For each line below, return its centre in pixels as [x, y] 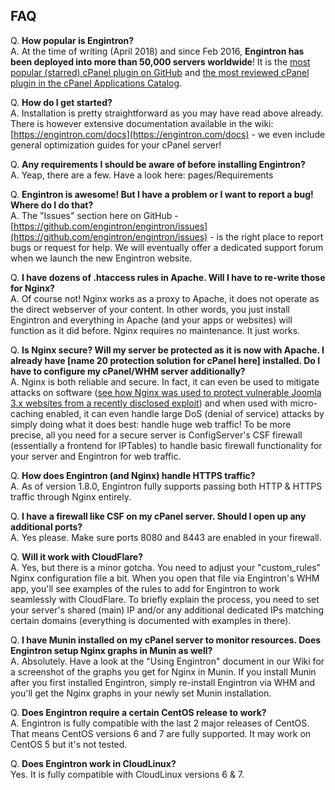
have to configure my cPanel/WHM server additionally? [128, 371]
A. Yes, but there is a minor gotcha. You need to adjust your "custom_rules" [166, 567]
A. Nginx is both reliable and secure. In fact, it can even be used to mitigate [165, 381]
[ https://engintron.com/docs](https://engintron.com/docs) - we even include [168, 134]
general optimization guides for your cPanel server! [116, 145]
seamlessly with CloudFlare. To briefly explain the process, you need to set [165, 599]
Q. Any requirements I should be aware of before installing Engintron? [158, 164]
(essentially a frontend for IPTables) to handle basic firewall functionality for [166, 445]
